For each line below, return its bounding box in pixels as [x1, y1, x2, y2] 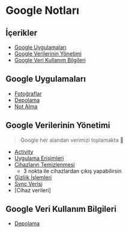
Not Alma [14, 103, 38, 110]
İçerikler [5, 28, 38, 38]
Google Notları [5, 4, 79, 18]
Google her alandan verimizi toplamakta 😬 [20, 136, 124, 144]
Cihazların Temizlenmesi [14, 161, 76, 168]
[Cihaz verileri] [14, 187, 52, 194]
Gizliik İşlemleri [14, 173, 52, 181]
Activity [14, 148, 34, 155]
